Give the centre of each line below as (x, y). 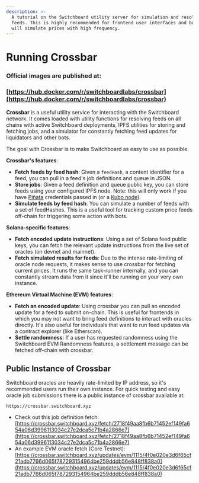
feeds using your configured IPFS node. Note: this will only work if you (101, 191)
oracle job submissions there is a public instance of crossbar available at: (96, 395)
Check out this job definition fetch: (57, 417)
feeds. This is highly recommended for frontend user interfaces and (99, 23)
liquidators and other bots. (38, 137)
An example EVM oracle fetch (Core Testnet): (70, 449)
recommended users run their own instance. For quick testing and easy (93, 389)
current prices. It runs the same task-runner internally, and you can (97, 270)
